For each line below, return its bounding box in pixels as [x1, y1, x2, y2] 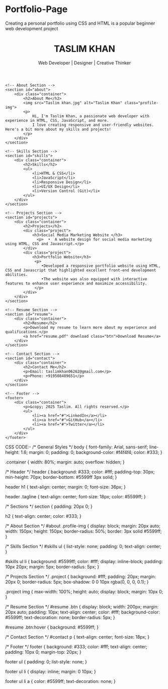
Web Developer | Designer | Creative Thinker [38, 59, 131, 66]
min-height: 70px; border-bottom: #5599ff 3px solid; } [5, 474, 117, 480]
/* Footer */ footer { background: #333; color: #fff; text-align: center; [5, 643, 147, 650]
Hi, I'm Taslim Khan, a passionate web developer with [32, 113, 150, 119]
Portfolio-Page [5, 4, 68, 15]
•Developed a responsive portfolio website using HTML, [41, 263, 161, 268]
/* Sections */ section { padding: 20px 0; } [5, 503, 93, 509]
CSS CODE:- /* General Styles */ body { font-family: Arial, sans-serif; [5, 444, 148, 450]
